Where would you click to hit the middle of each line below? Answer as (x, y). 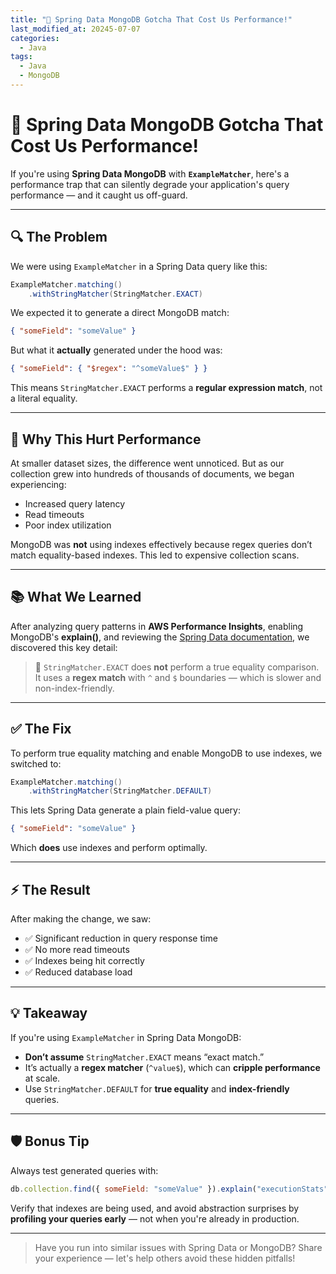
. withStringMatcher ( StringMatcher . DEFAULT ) (120, 791)
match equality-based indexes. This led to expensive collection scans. (155, 555)
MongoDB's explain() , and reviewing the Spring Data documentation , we (160, 637)
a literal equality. (44, 398)
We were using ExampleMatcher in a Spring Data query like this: (139, 266)
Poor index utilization (68, 525)
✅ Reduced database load (78, 972)
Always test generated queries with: (84, 1170)
